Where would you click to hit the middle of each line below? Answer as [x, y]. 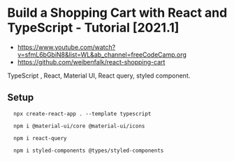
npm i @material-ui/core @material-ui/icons [79, 126]
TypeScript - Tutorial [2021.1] [93, 28]
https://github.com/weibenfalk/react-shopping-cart [91, 62]
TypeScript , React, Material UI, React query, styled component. [99, 76]
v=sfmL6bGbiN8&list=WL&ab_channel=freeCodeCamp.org [102, 55]
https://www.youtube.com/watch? [66, 47]
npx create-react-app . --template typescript [82, 113]
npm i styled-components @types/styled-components [89, 150]
